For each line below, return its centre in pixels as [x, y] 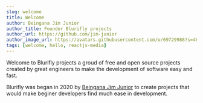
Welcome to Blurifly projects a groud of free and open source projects [93, 62]
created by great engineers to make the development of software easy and [99, 69]
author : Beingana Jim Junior [43, 23]
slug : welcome [24, 12]
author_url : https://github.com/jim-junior [62, 34]
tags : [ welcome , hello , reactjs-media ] [56, 46]
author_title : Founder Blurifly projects [59, 29]
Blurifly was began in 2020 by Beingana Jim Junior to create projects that [98, 87]
